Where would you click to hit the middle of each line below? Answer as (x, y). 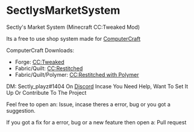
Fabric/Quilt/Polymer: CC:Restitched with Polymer (77, 74)
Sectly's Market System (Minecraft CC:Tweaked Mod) (73, 27)
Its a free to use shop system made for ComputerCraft (74, 38)
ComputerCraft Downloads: (40, 50)
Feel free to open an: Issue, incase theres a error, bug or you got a (88, 104)
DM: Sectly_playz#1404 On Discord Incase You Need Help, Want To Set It (97, 86)
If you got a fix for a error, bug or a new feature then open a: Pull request (96, 122)
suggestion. (21, 110)
